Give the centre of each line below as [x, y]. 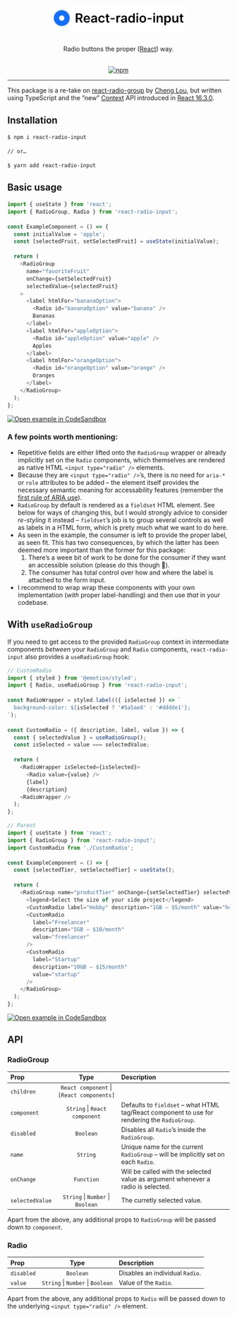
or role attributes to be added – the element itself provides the [108, 482]
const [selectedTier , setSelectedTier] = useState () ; [94, 870]
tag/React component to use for [167, 1112]
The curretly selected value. [162, 1201]
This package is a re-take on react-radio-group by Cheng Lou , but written [115, 90]
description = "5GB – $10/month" [79, 930]
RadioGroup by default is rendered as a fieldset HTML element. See [116, 505]
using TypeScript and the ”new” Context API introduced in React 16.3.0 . [111, 98]
